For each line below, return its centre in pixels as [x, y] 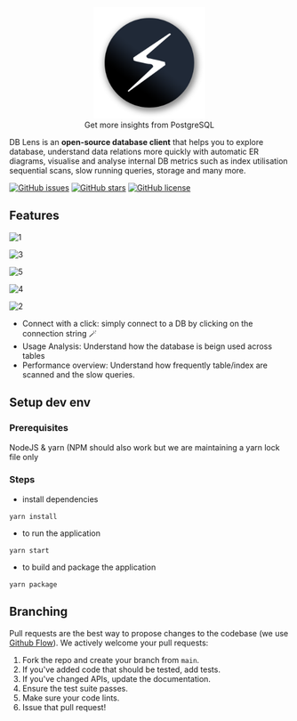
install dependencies [60, 499]
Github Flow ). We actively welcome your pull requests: [109, 643]
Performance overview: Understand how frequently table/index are [145, 365]
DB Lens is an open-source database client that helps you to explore [136, 142]
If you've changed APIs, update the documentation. [116, 678]
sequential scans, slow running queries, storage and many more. [128, 170]
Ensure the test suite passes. [75, 688]
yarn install [33, 516]
